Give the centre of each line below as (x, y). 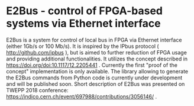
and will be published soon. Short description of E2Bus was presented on (96, 83)
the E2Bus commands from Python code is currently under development (94, 78)
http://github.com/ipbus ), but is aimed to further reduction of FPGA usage (97, 52)
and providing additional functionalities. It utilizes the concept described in (97, 59)
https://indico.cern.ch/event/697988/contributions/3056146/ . (82, 97)
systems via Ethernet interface (83, 23)
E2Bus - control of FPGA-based (84, 11)
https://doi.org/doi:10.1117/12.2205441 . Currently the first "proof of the (92, 65)
